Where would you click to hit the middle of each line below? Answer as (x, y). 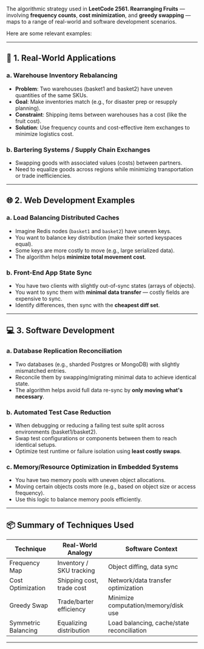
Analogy (80, 553)
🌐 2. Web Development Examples (71, 201)
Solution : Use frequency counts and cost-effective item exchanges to (102, 127)
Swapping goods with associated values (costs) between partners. (99, 163)
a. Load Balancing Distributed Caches (63, 218)
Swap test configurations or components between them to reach (96, 438)
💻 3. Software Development (61, 331)
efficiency (72, 610)
